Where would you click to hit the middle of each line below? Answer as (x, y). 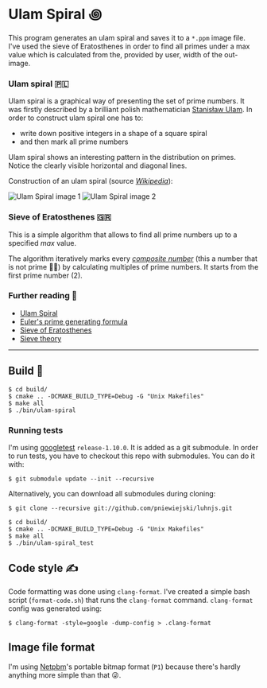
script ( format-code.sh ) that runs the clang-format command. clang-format (131, 600)
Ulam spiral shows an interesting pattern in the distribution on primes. (122, 157)
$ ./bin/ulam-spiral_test (51, 543)
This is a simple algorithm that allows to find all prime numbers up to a (123, 235)
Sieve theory (41, 338)
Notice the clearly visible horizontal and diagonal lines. (98, 165)
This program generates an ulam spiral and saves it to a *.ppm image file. (127, 37)
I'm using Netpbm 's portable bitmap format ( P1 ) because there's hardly (124, 667)
